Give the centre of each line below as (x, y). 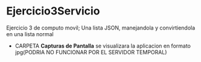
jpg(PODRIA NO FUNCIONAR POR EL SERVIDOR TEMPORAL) (91, 52)
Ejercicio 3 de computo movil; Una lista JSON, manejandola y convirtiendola (101, 28)
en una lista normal (30, 34)
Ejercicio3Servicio (53, 11)
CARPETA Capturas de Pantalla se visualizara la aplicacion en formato (103, 46)
